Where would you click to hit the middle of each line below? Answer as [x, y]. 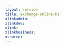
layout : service [21, 10]
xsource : [14, 37]
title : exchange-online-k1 [32, 14]
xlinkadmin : [17, 19]
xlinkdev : [15, 23]
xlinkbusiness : [20, 32]
